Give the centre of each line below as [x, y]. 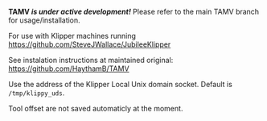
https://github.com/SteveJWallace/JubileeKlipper [90, 44]
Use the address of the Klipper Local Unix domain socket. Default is [121, 84]
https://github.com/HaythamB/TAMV [69, 69]
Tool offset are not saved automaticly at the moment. [96, 108]
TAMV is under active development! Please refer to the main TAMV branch [134, 12]
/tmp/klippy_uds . [37, 93]
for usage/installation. [44, 20]
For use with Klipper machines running [72, 36]
